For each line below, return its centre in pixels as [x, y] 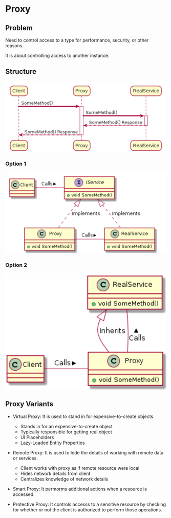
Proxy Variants [29, 404]
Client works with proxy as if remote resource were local [80, 468]
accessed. [24, 494]
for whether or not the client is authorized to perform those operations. [87, 510]
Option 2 [16, 265]
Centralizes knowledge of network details [64, 479]
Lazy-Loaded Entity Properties [52, 443]
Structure [21, 72]
